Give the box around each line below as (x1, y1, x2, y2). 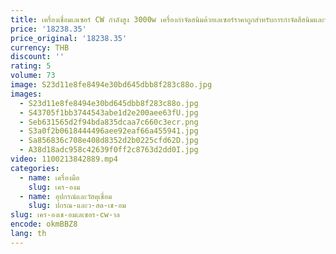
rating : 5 (10, 61, 52, 71)
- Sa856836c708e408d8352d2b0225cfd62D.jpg (19, 136, 199, 146)
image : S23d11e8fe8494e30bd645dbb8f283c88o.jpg (10, 80, 213, 90)
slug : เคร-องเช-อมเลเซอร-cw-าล (10, 210, 120, 220)
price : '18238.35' (10, 24, 87, 34)
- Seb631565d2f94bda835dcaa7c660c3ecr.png (19, 117, 199, 127)
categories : (10, 163, 60, 173)
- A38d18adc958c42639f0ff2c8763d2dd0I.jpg (19, 145, 199, 155)
